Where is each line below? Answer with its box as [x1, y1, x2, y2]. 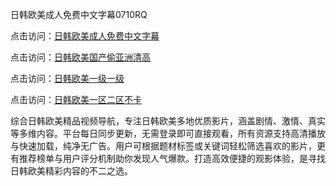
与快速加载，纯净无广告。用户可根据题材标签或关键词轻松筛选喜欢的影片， [10, 140, 317, 152]
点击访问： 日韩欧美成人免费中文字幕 [10, 30, 160, 42]
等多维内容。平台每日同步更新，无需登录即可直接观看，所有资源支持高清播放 [10, 128, 326, 139]
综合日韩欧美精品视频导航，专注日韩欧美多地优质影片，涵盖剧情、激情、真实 [10, 115, 326, 127]
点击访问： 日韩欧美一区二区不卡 [10, 94, 142, 105]
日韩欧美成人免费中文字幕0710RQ [10, 9, 148, 20]
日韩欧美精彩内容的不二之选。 [10, 165, 133, 177]
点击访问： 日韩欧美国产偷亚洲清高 [10, 51, 151, 63]
